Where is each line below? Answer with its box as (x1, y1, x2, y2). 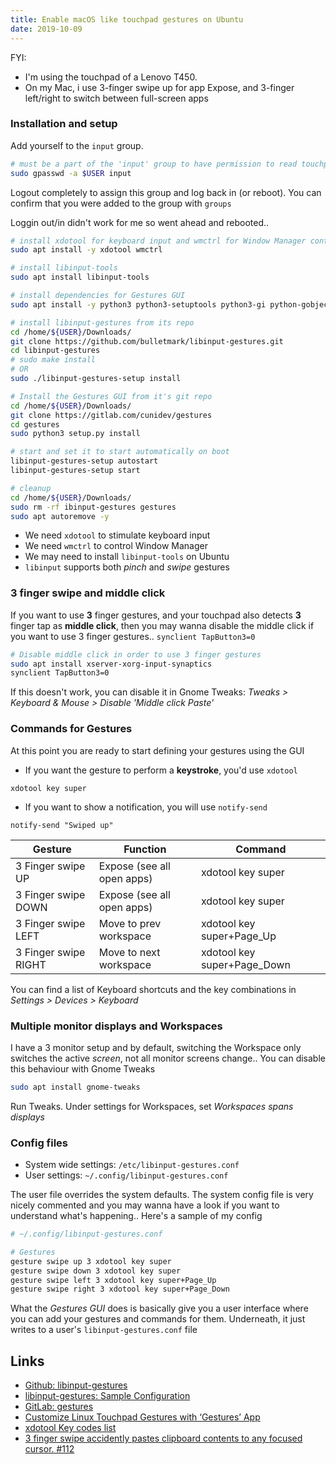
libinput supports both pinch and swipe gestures (24, 561, 230, 573)
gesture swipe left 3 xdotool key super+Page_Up (10, 1275, 217, 1285)
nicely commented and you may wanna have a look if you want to (10, 1199, 280, 1211)
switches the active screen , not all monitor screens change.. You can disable (10, 1052, 326, 1064)
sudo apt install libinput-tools (10, 272, 150, 283)
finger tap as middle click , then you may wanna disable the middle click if (10, 619, 315, 631)
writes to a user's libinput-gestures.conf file (10, 1324, 198, 1336)
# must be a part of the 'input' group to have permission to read (10, 159, 298, 169)
